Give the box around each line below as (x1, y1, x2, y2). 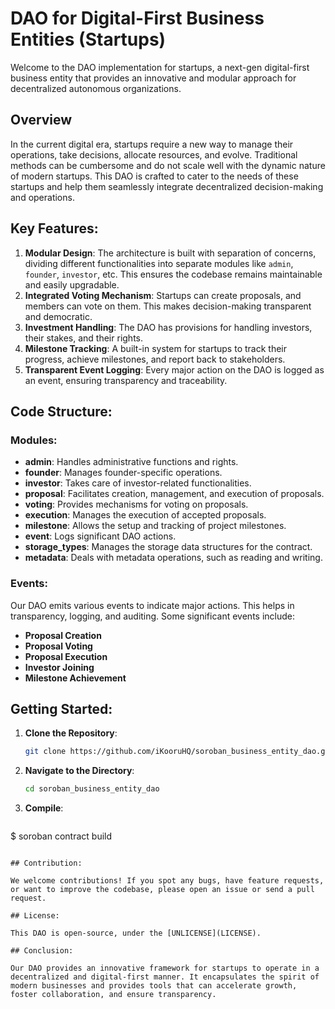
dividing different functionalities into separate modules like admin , (24, 257, 294, 269)
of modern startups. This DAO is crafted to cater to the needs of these (10, 170, 299, 182)
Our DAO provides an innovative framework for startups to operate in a (10, 963, 320, 974)
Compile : (24, 802, 64, 814)
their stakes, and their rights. (24, 332, 143, 344)
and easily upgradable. (24, 278, 120, 291)
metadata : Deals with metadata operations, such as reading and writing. (24, 552, 323, 564)
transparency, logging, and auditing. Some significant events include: (10, 610, 295, 622)
